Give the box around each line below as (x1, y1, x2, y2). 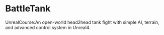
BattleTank (5, 3, 51, 14)
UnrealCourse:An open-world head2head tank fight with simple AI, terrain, (5, 19, 159, 25)
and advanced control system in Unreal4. (5, 24, 91, 30)
